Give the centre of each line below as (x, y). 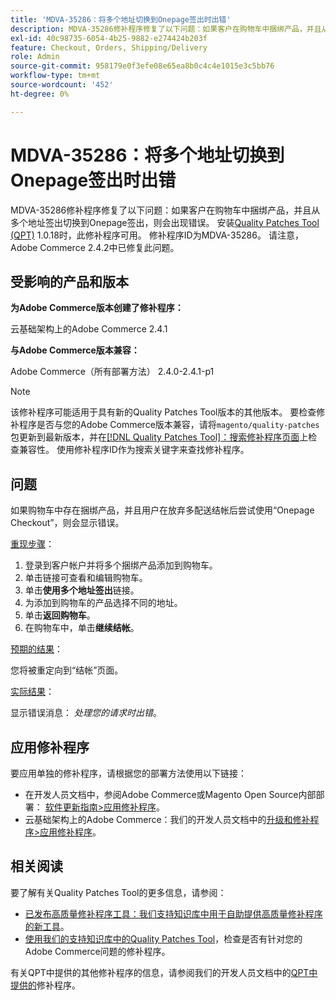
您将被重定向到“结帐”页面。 (67, 670)
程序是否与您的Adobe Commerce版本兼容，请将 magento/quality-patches (169, 425)
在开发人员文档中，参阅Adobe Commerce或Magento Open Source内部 (170, 794)
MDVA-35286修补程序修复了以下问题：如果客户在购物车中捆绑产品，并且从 (165, 210)
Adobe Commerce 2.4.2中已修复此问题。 (95, 247)
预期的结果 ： (36, 649)
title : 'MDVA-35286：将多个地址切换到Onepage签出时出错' (121, 19)
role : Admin (35, 57)
